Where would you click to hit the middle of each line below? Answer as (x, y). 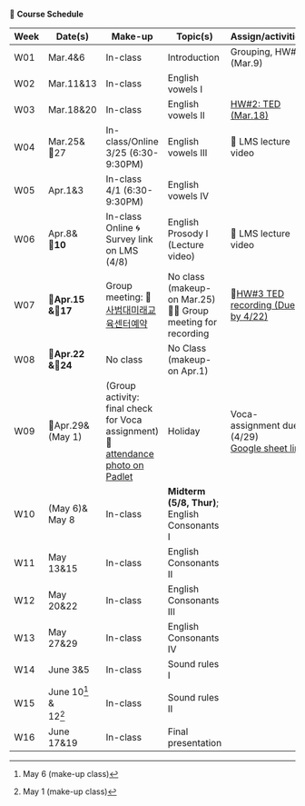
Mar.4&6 (67, 57)
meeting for (192, 322)
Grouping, (251, 52)
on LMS (122, 250)
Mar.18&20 (73, 109)
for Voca (124, 420)
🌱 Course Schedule (47, 14)
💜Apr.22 (67, 354)
